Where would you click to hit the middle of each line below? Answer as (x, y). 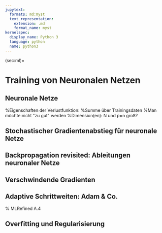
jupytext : (15, 10)
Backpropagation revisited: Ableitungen (68, 155)
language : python (27, 42)
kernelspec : (17, 33)
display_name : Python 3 (34, 37)
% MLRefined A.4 (23, 208)
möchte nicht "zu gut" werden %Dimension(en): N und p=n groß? (71, 115)
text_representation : (32, 19)
